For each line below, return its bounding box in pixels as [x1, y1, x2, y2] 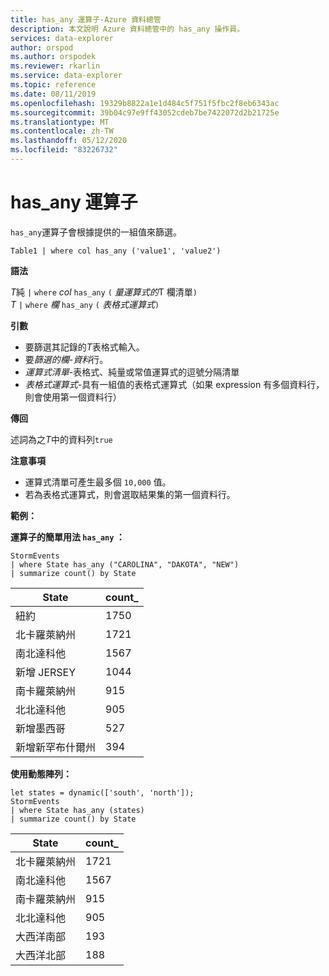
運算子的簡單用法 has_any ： [10, 531, 125, 543]
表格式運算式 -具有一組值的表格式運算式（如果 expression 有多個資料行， [24, 378, 325, 390]
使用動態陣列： [10, 767, 72, 780]
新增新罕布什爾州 [15, 740, 97, 754]
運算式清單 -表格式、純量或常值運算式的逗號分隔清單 [24, 366, 240, 378]
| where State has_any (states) [10, 805, 145, 815]
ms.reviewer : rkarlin [10, 61, 101, 71]
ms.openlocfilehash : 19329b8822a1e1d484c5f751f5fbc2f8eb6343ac [10, 98, 280, 108]
